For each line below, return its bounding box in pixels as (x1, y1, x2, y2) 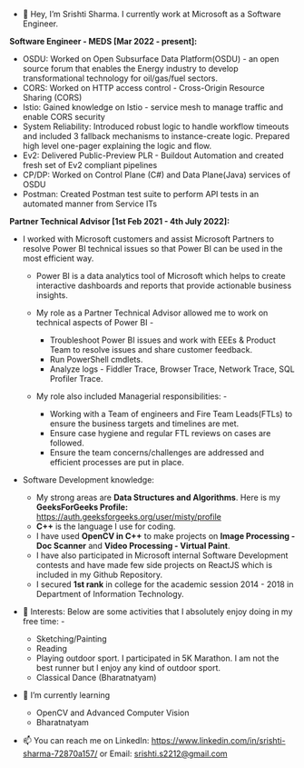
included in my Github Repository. (35, 569, 163, 580)
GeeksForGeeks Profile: (35, 502, 129, 513)
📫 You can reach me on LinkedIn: (22, 735, 150, 745)
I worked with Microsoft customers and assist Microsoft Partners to (22, 234, 275, 244)
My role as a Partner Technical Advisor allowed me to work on (35, 307, 269, 318)
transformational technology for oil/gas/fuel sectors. (22, 73, 219, 84)
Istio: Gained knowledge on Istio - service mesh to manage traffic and (22, 102, 284, 113)
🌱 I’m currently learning (22, 690, 111, 700)
